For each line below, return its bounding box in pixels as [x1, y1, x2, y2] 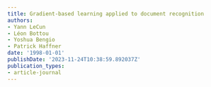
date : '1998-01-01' [7, 50, 65, 57]
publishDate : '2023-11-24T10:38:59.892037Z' [7, 56, 141, 63]
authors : [7, 17, 33, 24]
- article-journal [7, 69, 62, 76]
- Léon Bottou [7, 29, 50, 37]
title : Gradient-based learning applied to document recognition [7, 10, 204, 18]
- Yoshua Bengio [7, 36, 55, 43]
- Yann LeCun [7, 23, 46, 30]
